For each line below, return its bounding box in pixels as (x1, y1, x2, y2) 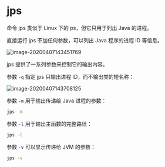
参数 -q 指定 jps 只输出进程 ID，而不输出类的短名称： (6, 73, 134, 80)
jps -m (6, 109, 23, 115)
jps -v (6, 155, 23, 161)
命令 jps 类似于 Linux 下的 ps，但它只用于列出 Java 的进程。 (6, 24, 152, 31)
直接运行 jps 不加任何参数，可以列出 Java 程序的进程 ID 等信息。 (6, 36, 163, 44)
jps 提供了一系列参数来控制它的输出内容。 (6, 61, 108, 68)
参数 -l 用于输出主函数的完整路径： (6, 120, 93, 127)
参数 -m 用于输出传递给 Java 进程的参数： (6, 97, 107, 104)
